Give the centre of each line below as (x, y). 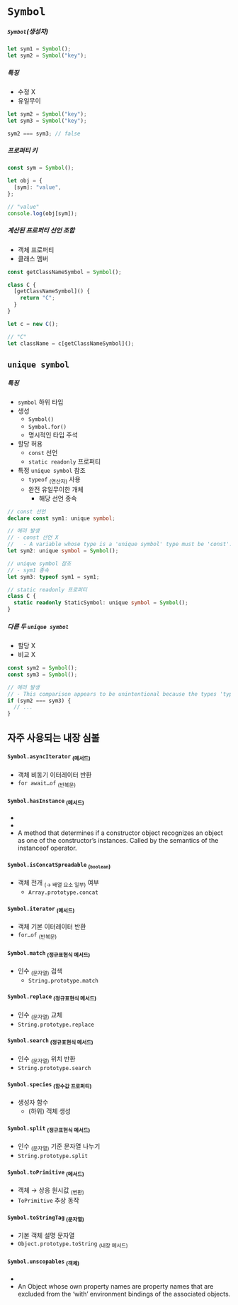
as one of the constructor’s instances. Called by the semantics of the (118, 841)
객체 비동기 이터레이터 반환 (55, 775)
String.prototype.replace (56, 1025)
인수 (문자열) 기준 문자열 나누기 (59, 1147)
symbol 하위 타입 (40, 402)
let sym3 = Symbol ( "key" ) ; (47, 121)
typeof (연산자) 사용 (54, 480)
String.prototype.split (53, 1156)
